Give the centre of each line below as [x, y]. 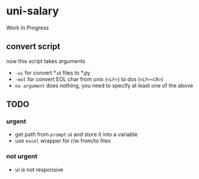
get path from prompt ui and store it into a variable [76, 135]
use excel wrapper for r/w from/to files [63, 141]
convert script [33, 47]
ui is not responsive [39, 169]
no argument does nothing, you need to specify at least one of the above [104, 85]
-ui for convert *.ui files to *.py [53, 73]
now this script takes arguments [46, 61]
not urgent [22, 156]
